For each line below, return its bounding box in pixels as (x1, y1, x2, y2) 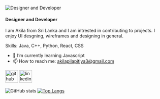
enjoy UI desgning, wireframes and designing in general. (5, 33, 123, 39)
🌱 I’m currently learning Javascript (12, 53, 85, 59)
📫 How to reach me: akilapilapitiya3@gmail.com (12, 58, 114, 64)
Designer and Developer (5, 16, 57, 22)
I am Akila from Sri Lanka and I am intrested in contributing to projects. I (5, 28, 155, 34)
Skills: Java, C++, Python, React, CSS (5, 43, 84, 49)
